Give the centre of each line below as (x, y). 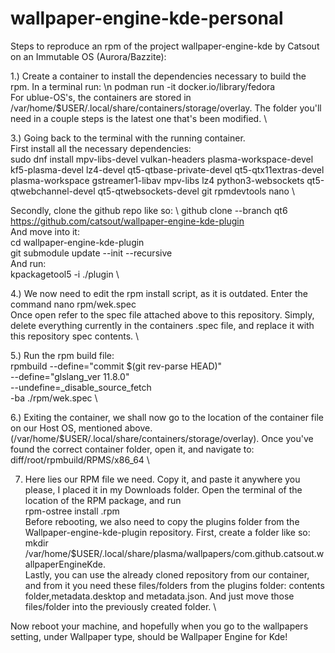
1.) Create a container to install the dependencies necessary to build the (158, 76)
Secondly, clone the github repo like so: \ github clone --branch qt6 (149, 210)
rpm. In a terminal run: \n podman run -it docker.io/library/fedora (143, 86)
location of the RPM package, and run (103, 500)
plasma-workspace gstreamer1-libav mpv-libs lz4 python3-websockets (157, 180)
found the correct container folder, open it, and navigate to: (132, 449)
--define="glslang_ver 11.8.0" (70, 376)
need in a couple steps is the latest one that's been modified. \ (139, 118)
